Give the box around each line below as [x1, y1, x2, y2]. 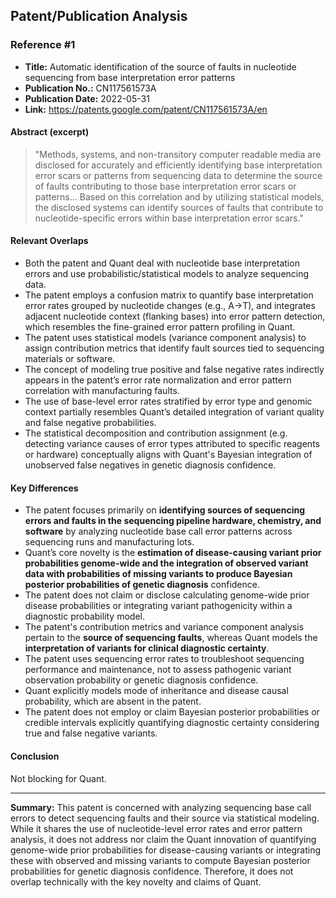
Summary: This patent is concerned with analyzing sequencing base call [10, 801, 312, 813]
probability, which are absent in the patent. [24, 695, 202, 708]
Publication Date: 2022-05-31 [24, 92, 150, 104]
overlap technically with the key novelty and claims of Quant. [10, 875, 262, 888]
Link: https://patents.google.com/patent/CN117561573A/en [24, 103, 268, 115]
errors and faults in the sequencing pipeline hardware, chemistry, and [24, 515, 322, 527]
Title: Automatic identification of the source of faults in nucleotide [24, 60, 297, 73]
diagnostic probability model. [24, 610, 145, 623]
